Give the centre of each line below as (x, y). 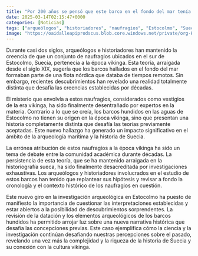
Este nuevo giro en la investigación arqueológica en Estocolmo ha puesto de (99, 197)
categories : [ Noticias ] (35, 22)
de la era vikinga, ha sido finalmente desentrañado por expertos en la (90, 105)
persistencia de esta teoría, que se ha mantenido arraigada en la (84, 161)
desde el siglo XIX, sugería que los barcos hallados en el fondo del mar (92, 69)
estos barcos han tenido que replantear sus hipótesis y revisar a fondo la (94, 179)
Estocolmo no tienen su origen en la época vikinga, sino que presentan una (97, 118)
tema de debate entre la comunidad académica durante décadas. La (89, 154)
